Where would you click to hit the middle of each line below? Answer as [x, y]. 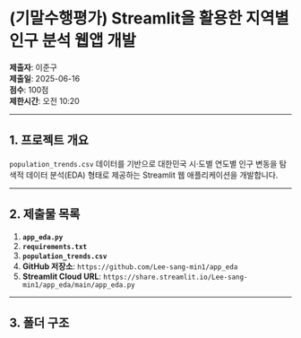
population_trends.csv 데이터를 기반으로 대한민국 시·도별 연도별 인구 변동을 [143, 163]
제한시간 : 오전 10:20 [45, 100]
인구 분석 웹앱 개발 [73, 41]
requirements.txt [55, 247]
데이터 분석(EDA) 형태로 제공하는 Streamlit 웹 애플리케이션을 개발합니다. [152, 175]
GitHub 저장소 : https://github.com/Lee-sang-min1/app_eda [130, 266]
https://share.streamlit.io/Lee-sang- [175, 277]
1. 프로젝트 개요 [49, 140]
